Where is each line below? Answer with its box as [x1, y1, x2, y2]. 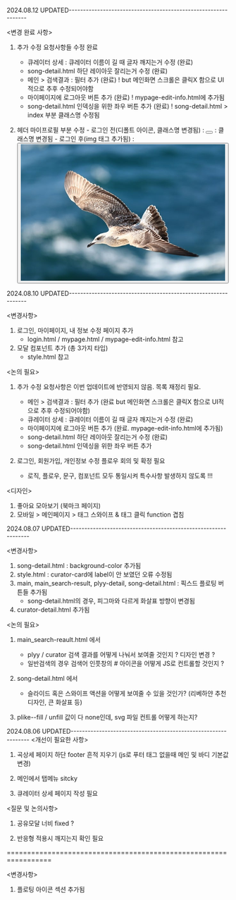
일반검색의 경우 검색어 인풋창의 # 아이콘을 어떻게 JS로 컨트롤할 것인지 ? [27, 659, 225, 667]
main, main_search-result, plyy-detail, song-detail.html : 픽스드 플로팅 [16, 579, 217, 587]
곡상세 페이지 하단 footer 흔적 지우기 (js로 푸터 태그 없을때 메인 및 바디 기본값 [16, 750, 229, 758]
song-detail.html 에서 [16, 674, 78, 682]
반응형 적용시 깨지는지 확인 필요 [16, 834, 104, 842]
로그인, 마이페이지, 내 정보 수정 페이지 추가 [16, 326, 134, 334]
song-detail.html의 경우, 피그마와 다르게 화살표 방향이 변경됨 [27, 596, 195, 605]
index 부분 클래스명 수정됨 [27, 111, 100, 119]
